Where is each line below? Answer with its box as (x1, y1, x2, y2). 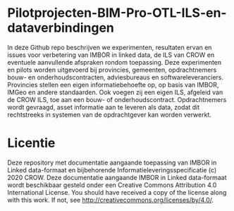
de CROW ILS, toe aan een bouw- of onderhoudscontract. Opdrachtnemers (7, 95, 227, 103)
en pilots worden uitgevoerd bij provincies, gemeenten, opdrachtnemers (7, 65, 217, 74)
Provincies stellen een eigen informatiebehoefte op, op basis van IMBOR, (7, 80, 219, 89)
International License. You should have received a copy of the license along (7, 188, 227, 196)
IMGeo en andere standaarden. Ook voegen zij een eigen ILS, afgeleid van (7, 88, 223, 96)
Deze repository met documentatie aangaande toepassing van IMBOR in (7, 158, 217, 167)
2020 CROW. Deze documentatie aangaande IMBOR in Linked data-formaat (7, 173, 227, 181)
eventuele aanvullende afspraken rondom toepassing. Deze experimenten (7, 58, 222, 66)
